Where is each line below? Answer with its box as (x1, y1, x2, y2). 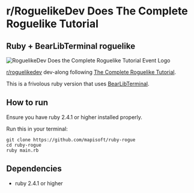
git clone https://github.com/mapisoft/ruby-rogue (6, 136, 136, 142)
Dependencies (6, 164, 62, 174)
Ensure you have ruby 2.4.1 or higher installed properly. (6, 113, 143, 121)
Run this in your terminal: (6, 125, 68, 132)
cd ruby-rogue (6, 142, 42, 148)
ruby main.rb (6, 147, 39, 153)
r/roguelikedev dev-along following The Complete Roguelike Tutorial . (6, 69, 176, 76)
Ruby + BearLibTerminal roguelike (6, 41, 136, 51)
